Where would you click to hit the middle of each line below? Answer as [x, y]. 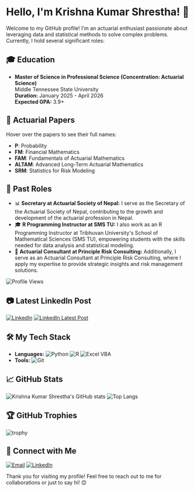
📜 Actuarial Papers [41, 120]
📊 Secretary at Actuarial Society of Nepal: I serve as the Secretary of [100, 203]
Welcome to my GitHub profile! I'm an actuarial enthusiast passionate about [97, 28]
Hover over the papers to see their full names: [61, 134]
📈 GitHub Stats [34, 379]
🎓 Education [31, 60]
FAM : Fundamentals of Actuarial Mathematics [69, 158]
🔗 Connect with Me [41, 451]
